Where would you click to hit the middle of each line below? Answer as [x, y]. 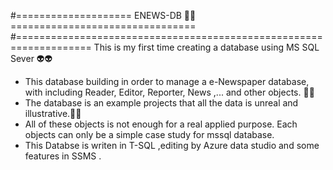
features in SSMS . [63, 156]
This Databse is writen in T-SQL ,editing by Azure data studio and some [172, 145]
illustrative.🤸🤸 [53, 113]
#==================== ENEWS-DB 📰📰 [103, 15]
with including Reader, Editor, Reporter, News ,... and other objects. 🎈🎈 [169, 92]
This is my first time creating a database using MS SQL [206, 47]
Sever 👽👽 [31, 58]
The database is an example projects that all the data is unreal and [161, 103]
